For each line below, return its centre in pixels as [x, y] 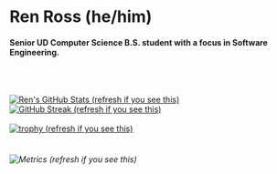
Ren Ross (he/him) [81, 17]
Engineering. [35, 52]
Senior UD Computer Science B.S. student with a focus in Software [138, 42]
